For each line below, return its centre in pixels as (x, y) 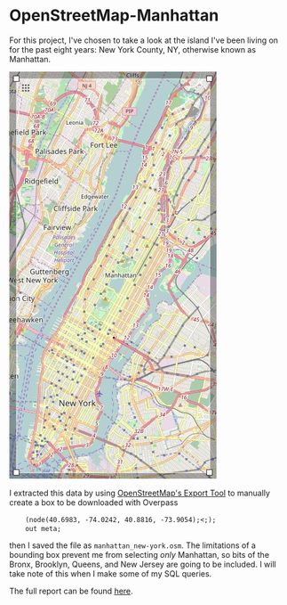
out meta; (44, 528)
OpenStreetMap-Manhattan (114, 16)
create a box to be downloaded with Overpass (94, 502)
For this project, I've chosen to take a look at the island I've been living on (143, 40)
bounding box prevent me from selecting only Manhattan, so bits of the (139, 554)
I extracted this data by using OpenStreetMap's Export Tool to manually (140, 493)
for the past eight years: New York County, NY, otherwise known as (132, 49)
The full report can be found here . (71, 591)
